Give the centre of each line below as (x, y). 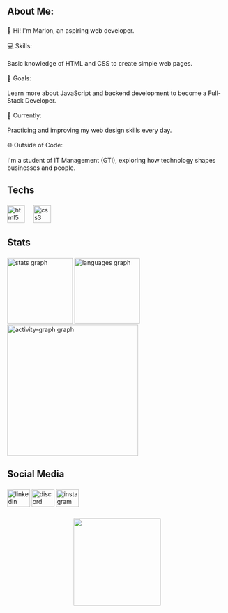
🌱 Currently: (24, 115)
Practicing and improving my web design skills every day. (90, 130)
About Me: (31, 12)
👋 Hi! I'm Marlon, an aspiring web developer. (71, 31)
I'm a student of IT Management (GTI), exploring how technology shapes (112, 161)
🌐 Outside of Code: (35, 145)
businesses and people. (41, 168)
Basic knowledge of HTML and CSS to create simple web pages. (100, 64)
